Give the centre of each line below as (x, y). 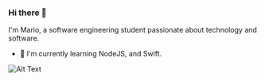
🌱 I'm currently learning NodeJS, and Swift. (91, 54)
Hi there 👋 (28, 13)
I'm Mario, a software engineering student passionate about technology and (132, 30)
